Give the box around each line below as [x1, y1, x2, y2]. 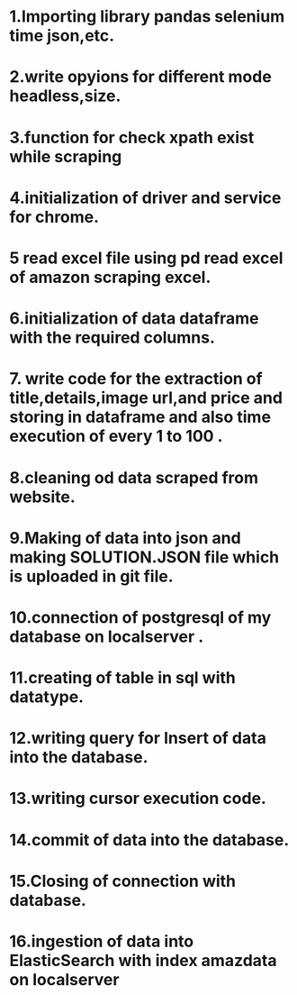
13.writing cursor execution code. [9, 789, 267, 808]
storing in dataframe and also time [9, 407, 272, 427]
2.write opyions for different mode [9, 67, 272, 87]
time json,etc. [9, 25, 115, 46]
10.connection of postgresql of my [9, 607, 272, 627]
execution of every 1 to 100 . [9, 426, 223, 447]
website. [9, 487, 76, 507]
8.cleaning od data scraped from [9, 467, 259, 488]
